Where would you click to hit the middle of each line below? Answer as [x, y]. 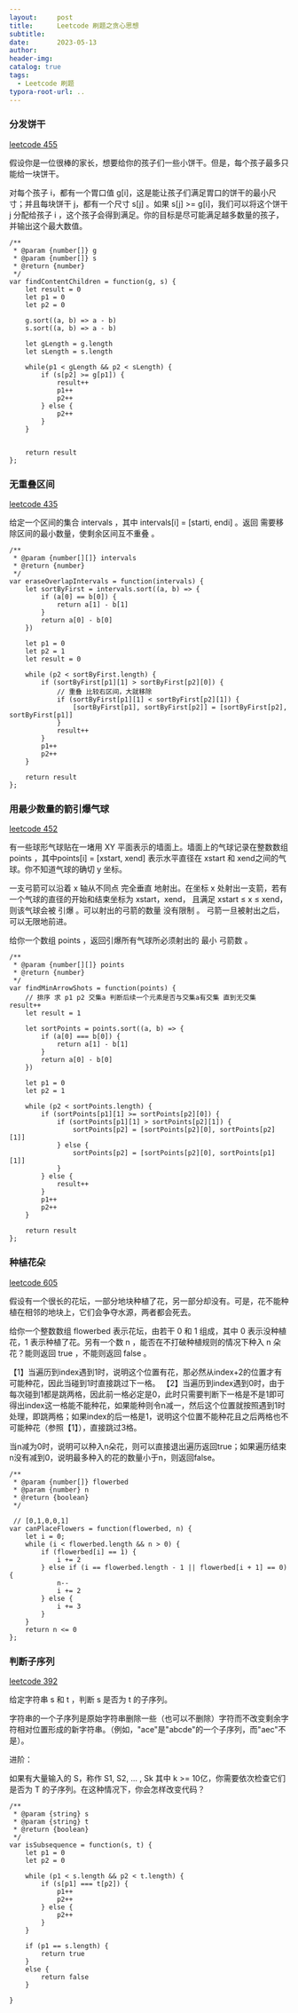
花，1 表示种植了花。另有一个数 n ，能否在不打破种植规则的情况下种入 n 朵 [145, 1342]
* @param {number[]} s [55, 258]
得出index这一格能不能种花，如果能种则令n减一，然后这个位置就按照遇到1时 [147, 1405]
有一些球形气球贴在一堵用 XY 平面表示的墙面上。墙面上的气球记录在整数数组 [149, 847]
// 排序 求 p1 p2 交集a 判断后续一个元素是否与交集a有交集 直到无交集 [141, 998]
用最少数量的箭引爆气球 [59, 809]
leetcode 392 [34, 1681]
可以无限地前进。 [40, 922]
